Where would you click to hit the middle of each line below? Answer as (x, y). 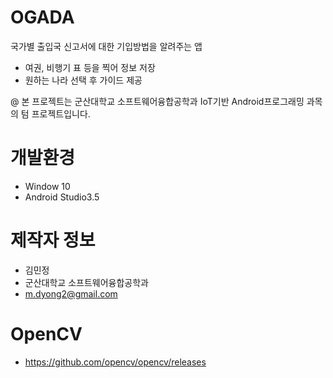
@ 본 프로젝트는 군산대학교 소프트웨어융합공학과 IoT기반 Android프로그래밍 (157, 101)
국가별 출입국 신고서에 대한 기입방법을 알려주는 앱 (106, 46)
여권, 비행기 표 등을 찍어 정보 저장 (90, 67)
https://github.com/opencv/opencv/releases (115, 362)
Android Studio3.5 (62, 197)
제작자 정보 (53, 240)
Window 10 (47, 186)
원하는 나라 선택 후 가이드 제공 (83, 80)
